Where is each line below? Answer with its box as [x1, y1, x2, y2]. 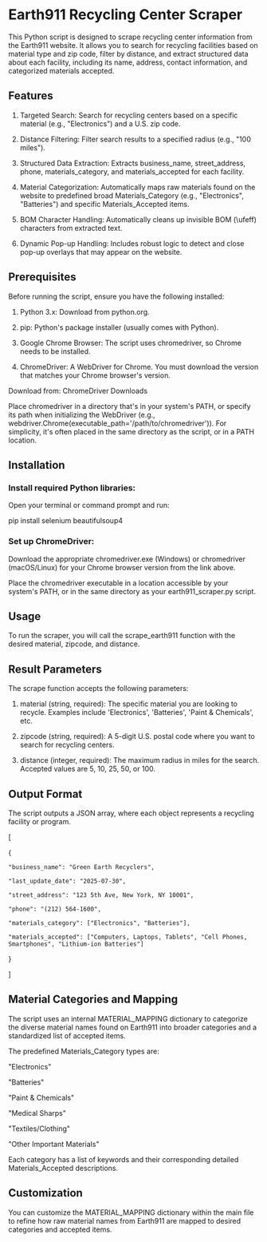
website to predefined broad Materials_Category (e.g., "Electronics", [19, 190, 245, 200]
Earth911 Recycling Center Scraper [8, 6, 243, 24]
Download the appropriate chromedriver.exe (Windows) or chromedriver [8, 554, 245, 564]
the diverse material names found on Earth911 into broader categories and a [8, 1022, 257, 1032]
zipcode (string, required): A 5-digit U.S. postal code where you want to [19, 732, 255, 741]
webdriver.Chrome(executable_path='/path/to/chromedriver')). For [8, 418, 227, 428]
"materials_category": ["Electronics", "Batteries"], [8, 919, 191, 927]
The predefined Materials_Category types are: [8, 1046, 159, 1056]
